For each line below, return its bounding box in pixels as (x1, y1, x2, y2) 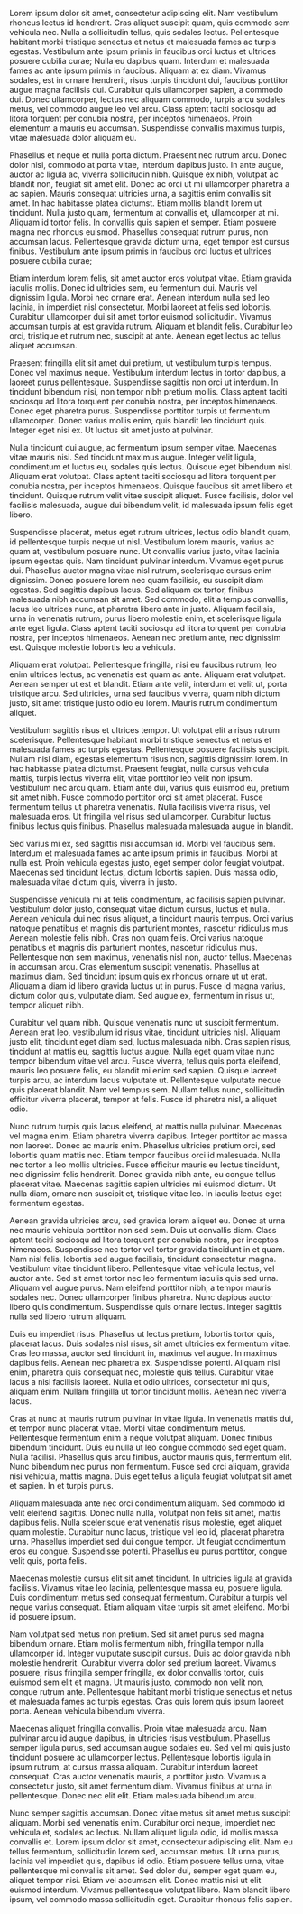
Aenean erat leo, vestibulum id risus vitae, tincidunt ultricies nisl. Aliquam (9, 1027, 281, 1037)
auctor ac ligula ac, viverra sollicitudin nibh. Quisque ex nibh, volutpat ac (9, 169, 279, 180)
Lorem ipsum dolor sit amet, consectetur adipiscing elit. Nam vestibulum (9, 8, 278, 18)
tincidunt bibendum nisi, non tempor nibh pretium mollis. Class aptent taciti (9, 386, 288, 396)
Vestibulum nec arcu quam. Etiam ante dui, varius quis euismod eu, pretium (9, 783, 289, 793)
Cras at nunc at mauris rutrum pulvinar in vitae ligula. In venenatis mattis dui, (9, 1413, 294, 1424)
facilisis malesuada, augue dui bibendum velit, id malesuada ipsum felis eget (9, 500, 293, 510)
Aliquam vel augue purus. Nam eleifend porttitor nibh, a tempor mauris (9, 1282, 271, 1293)
